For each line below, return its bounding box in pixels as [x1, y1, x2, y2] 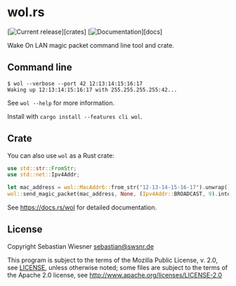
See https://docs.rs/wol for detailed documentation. [7, 203, 157, 212]
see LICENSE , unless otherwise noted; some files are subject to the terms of [7, 263, 228, 271]
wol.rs [7, 4, 45, 20]
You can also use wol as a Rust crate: [7, 151, 114, 160]
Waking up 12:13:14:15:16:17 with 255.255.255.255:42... [7, 86, 178, 93]
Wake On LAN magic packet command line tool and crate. [7, 41, 174, 49]
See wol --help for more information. [7, 98, 115, 107]
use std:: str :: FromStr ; [7, 164, 77, 172]
